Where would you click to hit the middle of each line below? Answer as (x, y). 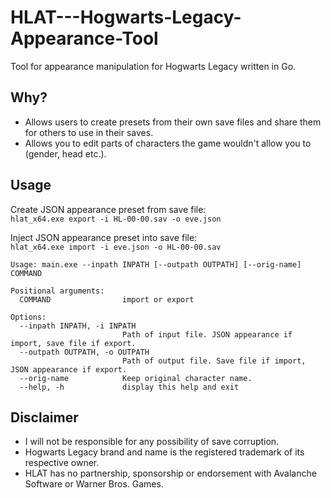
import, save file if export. (73, 343)
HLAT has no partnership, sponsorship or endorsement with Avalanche (170, 473)
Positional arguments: (57, 291)
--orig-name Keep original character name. (136, 378)
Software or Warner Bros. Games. (94, 484)
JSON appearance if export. (69, 369)
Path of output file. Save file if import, (214, 361)
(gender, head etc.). (65, 153)
